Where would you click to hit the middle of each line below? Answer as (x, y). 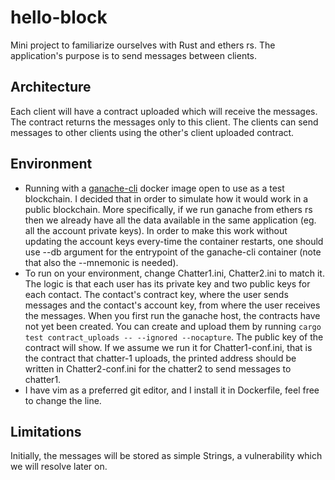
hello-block (59, 17)
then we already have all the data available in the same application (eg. (170, 220)
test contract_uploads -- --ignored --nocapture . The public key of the (174, 337)
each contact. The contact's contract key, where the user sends (156, 294)
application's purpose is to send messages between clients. (134, 55)
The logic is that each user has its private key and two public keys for (167, 283)
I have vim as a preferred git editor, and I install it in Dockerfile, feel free (172, 390)
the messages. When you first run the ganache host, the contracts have (172, 315)
